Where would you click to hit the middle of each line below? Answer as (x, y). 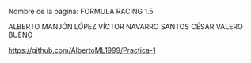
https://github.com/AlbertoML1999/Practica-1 (82, 50)
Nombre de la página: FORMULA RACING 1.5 (81, 11)
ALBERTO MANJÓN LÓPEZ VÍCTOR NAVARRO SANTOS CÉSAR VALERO (126, 26)
